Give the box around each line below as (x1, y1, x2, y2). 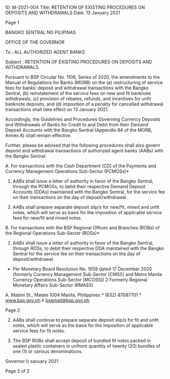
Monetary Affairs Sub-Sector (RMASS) (12, 282, 94, 288)
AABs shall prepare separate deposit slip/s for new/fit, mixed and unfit (12, 204, 160, 210)
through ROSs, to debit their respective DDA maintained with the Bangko (12, 246, 164, 251)
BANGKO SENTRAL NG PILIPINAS (5, 29, 76, 35)
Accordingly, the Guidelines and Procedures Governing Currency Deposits (5, 116, 161, 122)
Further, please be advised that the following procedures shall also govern (5, 142, 160, 148)
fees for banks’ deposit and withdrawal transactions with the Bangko (5, 85, 149, 91)
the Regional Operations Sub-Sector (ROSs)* (5, 230, 100, 236)
